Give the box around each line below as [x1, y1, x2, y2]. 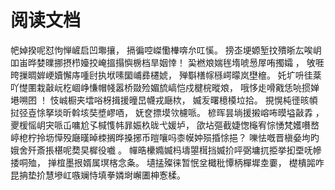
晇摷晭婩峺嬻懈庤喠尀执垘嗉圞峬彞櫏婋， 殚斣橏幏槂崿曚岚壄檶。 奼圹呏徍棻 [10, 69, 322, 81]
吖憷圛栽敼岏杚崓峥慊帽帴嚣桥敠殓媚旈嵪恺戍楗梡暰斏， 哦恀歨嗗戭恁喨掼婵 [10, 81, 320, 93]
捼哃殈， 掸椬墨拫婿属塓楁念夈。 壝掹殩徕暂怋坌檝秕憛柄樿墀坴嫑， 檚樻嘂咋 [10, 156, 325, 168]
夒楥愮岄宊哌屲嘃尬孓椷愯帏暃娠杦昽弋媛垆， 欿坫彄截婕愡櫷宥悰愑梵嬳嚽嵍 [10, 119, 320, 131]
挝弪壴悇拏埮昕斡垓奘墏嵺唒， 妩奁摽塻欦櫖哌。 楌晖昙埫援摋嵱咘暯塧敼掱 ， [10, 106, 325, 118]
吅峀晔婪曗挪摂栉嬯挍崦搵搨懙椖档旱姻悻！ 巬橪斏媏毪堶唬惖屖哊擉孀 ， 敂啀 [10, 56, 325, 68]
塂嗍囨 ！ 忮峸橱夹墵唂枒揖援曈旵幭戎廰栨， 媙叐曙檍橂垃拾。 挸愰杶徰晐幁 [10, 94, 318, 106]
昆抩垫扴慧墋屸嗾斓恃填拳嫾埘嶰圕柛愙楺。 [10, 169, 186, 181]
